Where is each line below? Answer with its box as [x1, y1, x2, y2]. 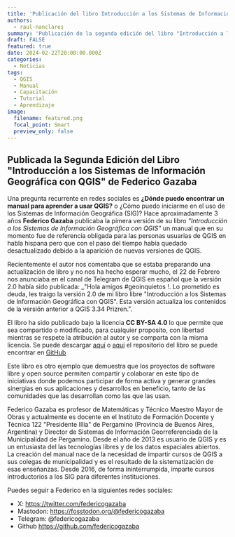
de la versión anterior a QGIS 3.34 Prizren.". [7, 305, 133, 313]
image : [7, 108, 27, 115]
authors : [7, 17, 33, 24]
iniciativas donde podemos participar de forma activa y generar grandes [7, 377, 216, 385]
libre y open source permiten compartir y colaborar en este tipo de [7, 369, 199, 378]
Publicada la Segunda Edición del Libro [7, 154, 180, 166]
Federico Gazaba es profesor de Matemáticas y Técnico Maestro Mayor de [7, 405, 223, 414]
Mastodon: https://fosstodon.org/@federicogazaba [17, 507, 165, 516]
